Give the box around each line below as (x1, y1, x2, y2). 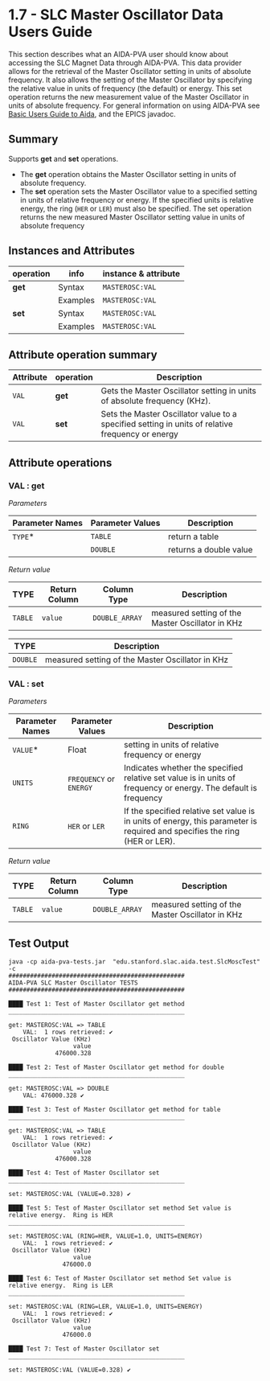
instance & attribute (102, 268, 181, 279)
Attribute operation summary (8, 347, 158, 361)
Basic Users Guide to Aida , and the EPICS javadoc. (8, 109, 176, 118)
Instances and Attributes (8, 244, 135, 258)
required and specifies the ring (123, 826, 239, 837)
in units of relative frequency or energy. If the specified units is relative (19, 195, 255, 204)
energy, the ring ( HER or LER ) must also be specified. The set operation (19, 203, 252, 213)
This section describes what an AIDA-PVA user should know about (8, 49, 229, 59)
